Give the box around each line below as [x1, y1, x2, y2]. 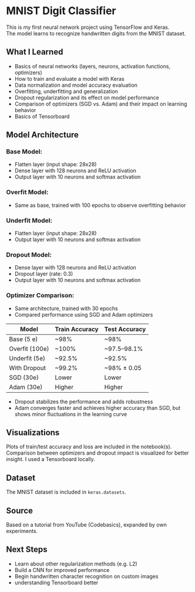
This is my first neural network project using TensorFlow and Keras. [6, 24, 170, 31]
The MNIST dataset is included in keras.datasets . [6, 488, 126, 496]
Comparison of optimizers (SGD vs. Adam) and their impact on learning [14, 100, 187, 107]
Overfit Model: [6, 188, 49, 196]
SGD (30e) [9, 373, 39, 381]
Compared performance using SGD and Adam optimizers [14, 311, 153, 318]
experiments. [6, 528, 38, 535]
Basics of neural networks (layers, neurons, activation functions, [14, 63, 171, 70]
